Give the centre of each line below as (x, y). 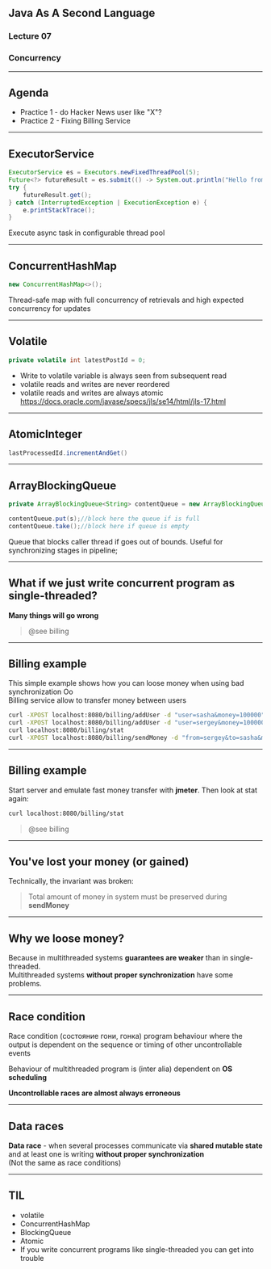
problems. (25, 984)
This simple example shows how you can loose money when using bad (126, 683)
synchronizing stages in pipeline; (63, 550)
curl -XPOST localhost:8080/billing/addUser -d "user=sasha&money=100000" (137, 715)
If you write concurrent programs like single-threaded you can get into (137, 1249)
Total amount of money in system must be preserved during (127, 897)
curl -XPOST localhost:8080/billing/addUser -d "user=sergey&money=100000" (138, 723)
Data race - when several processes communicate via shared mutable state (136, 1145)
